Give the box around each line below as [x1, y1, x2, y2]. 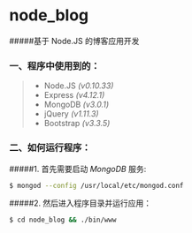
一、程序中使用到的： [9, 59, 100, 71]
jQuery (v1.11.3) [43, 109, 99, 119]
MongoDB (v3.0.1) [43, 99, 110, 110]
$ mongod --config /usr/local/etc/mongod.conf [9, 181, 184, 190]
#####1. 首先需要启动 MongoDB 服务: [9, 163, 147, 174]
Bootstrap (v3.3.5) [43, 118, 111, 129]
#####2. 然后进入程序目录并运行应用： [9, 198, 152, 208]
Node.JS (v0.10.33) [43, 80, 114, 91]
